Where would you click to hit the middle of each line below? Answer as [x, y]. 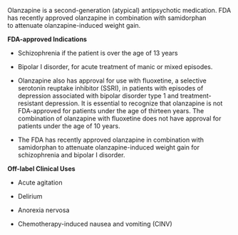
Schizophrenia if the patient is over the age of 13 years [98, 53]
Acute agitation [40, 182]
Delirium [30, 196]
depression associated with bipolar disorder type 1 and [98, 96]
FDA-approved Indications [47, 39]
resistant [31, 103]
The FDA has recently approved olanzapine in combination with [111, 140]
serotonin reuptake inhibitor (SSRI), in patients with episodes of [110, 88]
